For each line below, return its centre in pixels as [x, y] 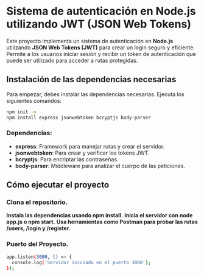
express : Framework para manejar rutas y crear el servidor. [90, 146]
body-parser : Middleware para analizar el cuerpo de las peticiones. [100, 166]
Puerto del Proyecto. [37, 244]
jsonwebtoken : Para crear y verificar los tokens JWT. [82, 153]
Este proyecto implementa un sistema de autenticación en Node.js [90, 41]
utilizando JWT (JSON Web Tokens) [99, 24]
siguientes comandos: [34, 100]
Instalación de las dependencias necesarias [91, 79]
